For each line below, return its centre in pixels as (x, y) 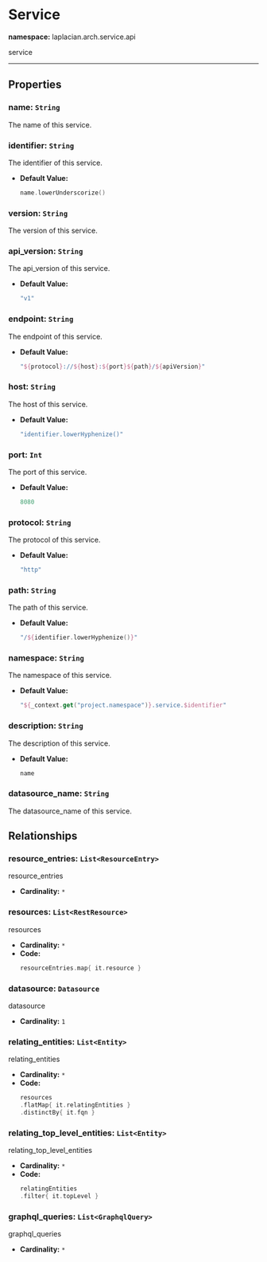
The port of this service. (48, 472)
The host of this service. (48, 404)
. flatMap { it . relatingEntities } (75, 1105)
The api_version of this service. (59, 268)
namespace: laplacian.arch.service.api (72, 37)
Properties (35, 85)
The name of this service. (50, 124)
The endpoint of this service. (56, 336)
